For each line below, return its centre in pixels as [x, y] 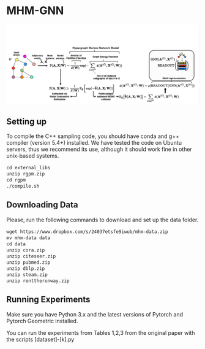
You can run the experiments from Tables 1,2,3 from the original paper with [101, 332]
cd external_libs [28, 167]
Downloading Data [42, 205]
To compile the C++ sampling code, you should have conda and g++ [93, 136]
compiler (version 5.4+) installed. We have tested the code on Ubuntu [94, 142]
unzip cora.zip [26, 250]
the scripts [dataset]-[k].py [40, 339]
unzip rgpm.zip [26, 174]
